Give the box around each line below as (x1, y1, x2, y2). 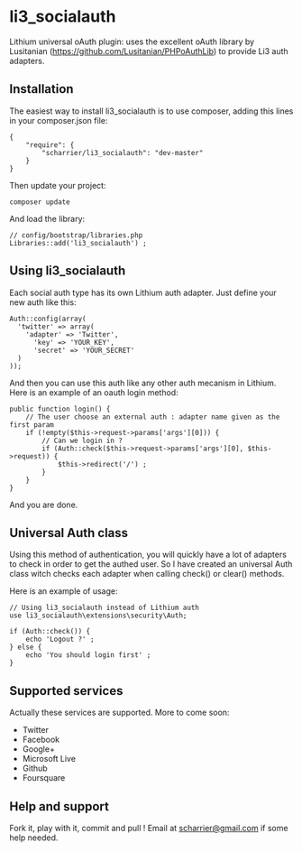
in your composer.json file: (9, 115, 108, 125)
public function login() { (9, 404, 111, 413)
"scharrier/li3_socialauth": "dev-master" (41, 148, 204, 157)
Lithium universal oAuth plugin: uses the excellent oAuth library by (9, 36, 255, 47)
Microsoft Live (22, 754, 77, 764)
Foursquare (22, 773, 66, 783)
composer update (9, 197, 70, 207)
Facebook (22, 734, 60, 745)
